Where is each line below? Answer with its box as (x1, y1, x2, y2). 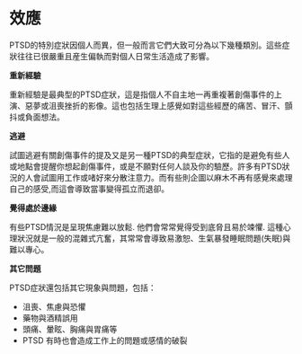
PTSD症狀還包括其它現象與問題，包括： (9, 282, 157, 293)
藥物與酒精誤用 (22, 312, 78, 323)
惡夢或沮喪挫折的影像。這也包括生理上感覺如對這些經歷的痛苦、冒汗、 (24, 100, 285, 111)
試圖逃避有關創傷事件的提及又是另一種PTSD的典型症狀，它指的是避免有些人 (9, 149, 290, 160)
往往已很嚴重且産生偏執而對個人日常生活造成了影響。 (16, 50, 214, 61)
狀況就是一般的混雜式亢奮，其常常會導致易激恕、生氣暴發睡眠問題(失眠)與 (16, 233, 291, 243)
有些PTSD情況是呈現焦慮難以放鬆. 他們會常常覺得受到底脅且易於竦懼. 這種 (9, 221, 284, 232)
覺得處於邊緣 (9, 202, 57, 213)
